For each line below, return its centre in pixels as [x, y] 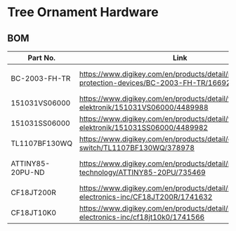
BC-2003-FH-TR [41, 78]
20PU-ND [28, 172]
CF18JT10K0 [34, 213]
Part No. [42, 58]
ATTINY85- [31, 164]
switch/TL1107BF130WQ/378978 [137, 148]
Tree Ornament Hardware [83, 12]
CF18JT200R [33, 192]
